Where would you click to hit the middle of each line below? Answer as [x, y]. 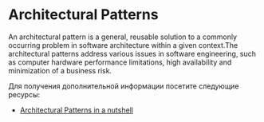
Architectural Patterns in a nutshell [77, 110]
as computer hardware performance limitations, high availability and [120, 62]
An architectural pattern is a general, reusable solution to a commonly [123, 37]
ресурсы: [24, 94]
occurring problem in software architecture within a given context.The [123, 45]
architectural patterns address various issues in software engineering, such [132, 53]
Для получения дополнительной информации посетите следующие [124, 86]
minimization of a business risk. [60, 70]
